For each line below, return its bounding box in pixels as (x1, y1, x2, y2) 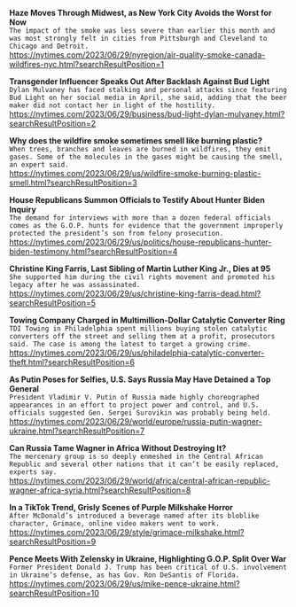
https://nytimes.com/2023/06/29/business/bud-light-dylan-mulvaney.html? (9, 109, 285, 119)
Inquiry (9, 204, 37, 214)
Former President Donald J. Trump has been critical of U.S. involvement (9, 563, 288, 572)
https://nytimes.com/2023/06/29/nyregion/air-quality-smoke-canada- (9, 50, 266, 60)
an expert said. (9, 160, 69, 169)
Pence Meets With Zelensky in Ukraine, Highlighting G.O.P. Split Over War (9, 554, 287, 564)
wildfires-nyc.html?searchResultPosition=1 (9, 59, 165, 69)
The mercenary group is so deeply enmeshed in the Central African (9, 452, 264, 461)
